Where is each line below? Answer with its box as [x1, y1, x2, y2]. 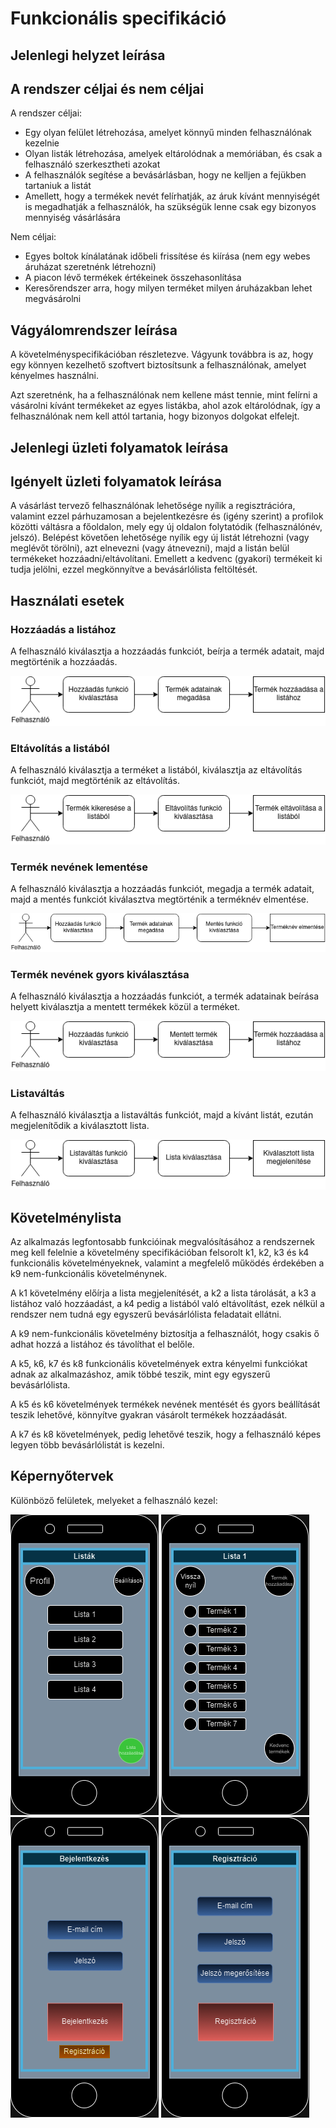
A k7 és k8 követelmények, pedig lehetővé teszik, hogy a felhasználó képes [10, 1428, 322, 1440]
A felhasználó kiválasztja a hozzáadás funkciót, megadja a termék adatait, [10, 883, 315, 895]
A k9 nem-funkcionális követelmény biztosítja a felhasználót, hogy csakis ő [10, 1327, 320, 1339]
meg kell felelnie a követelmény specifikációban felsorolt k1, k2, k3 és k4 [10, 1246, 310, 1258]
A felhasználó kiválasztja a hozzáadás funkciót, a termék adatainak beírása [10, 990, 320, 1002]
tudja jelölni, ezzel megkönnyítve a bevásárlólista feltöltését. [10, 563, 258, 576]
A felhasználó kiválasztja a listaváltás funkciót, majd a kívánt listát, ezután [10, 1109, 314, 1121]
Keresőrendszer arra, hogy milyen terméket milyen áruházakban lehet [24, 282, 313, 294]
